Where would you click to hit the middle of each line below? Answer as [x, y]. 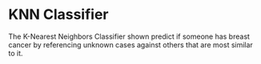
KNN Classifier [59, 15]
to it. [16, 53]
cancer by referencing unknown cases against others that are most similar [131, 44]
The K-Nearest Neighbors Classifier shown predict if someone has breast [129, 36]
